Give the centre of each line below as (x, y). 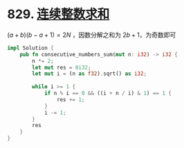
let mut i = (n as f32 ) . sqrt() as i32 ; (90, 74)
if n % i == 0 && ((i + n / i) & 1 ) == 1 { (108, 93)
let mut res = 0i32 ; (62, 67)
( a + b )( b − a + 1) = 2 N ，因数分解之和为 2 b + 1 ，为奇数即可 (92, 35)
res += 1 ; (71, 99)
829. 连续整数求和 (58, 14)
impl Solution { (30, 48)
